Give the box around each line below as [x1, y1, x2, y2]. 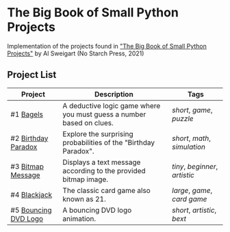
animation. [62, 214, 97, 223]
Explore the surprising [62, 129, 133, 138]
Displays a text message [62, 157, 141, 167]
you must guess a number [62, 109, 146, 119]
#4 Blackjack [10, 190, 53, 199]
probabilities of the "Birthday [62, 138, 155, 147]
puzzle [172, 114, 194, 123]
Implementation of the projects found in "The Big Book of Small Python [7, 42, 207, 50]
